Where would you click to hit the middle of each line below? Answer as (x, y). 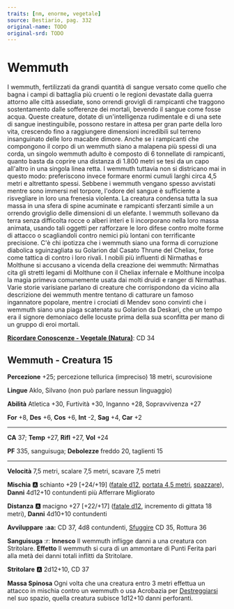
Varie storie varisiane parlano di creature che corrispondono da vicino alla (113, 288)
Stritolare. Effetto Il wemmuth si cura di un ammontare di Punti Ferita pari (112, 548)
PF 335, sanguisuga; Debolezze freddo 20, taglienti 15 (85, 451)
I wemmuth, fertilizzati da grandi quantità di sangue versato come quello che (117, 87)
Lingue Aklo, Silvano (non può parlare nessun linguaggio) (90, 390)
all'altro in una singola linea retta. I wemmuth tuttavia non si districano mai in (117, 169)
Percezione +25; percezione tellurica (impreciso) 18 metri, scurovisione (110, 377)
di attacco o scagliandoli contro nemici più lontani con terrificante (101, 235)
